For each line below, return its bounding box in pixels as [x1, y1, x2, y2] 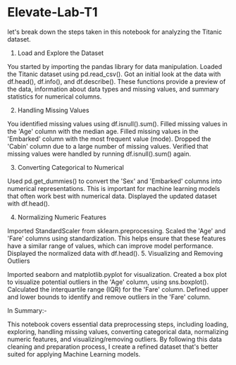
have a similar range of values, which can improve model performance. [7, 241, 213, 250]
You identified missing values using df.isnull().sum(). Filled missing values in [7, 119, 228, 128]
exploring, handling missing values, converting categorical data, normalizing [7, 327, 229, 335]
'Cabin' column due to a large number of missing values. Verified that [7, 142, 209, 150]
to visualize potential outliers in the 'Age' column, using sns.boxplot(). [7, 278, 209, 286]
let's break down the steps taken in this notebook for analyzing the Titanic [7, 27, 223, 36]
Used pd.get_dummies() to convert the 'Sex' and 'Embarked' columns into [7, 177, 222, 185]
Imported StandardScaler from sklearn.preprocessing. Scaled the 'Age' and [7, 226, 226, 235]
